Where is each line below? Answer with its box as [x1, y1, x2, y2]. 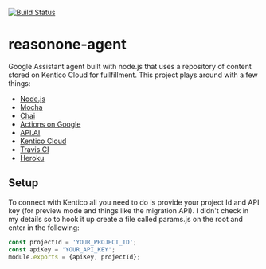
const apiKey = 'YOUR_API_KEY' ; [8, 245, 115, 254]
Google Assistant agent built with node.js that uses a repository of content [8, 61, 252, 71]
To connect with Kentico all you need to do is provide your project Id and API [8, 197, 260, 207]
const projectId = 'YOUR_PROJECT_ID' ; [8, 238, 137, 246]
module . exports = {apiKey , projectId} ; [8, 253, 141, 261]
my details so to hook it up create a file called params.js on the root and [8, 214, 243, 224]
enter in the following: [8, 223, 80, 232]
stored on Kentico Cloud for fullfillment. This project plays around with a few [8, 70, 258, 80]
